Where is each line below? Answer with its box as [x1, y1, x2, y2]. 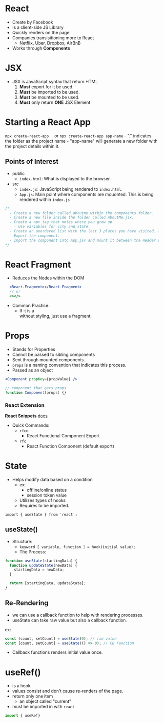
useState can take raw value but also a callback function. [12, 617, 127, 623]
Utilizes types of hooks [19, 497, 66, 503]
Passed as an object [12, 367, 53, 373]
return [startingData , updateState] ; [9, 581, 86, 586]
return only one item [12, 693, 53, 699]
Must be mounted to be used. [19, 94, 80, 100]
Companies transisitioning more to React [12, 35, 94, 41]
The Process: [19, 548, 46, 554]
